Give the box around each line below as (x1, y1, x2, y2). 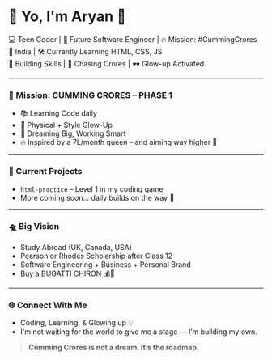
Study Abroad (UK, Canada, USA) (19, 242, 132, 252)
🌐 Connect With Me (8, 299, 87, 311)
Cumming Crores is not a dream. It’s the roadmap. (28, 343, 200, 353)
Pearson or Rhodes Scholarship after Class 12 (19, 251, 172, 260)
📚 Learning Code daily (19, 108, 97, 118)
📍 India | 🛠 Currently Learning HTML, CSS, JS (8, 46, 163, 56)
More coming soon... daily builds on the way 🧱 (19, 193, 175, 202)
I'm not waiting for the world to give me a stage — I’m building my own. (19, 327, 257, 337)
